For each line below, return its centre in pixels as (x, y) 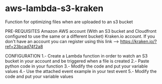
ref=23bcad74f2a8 (24, 46)
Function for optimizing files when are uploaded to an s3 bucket (69, 22)
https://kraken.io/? (138, 41)
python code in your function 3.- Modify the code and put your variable (76, 66)
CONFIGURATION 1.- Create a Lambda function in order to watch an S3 (76, 56)
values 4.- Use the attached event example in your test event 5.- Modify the (81, 71)
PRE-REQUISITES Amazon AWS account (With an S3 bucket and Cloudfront (81, 31)
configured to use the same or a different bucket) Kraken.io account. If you (80, 36)
